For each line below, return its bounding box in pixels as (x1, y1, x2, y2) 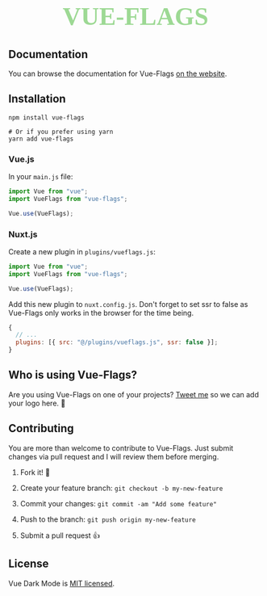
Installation (8, 92, 66, 106)
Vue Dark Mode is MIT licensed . (8, 578, 115, 588)
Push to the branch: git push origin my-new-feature (19, 514, 196, 524)
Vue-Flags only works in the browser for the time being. (8, 308, 194, 317)
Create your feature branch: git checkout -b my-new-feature (19, 483, 223, 493)
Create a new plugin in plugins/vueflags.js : (8, 246, 156, 256)
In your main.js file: (8, 172, 73, 182)
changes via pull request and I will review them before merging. (8, 451, 219, 461)
